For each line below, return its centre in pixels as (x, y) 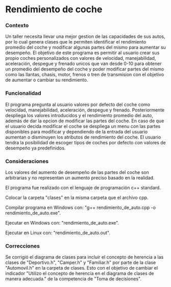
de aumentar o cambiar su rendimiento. (47, 80)
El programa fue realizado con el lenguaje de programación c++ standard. (83, 188)
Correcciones (22, 246)
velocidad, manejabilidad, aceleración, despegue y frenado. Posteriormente (85, 110)
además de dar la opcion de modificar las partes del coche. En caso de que (85, 121)
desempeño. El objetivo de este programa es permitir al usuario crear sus (82, 53)
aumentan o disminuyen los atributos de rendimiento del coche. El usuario (83, 137)
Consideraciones (27, 161)
